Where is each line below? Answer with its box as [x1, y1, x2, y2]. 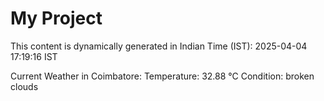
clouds [10, 80, 39, 92]
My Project [10, 7, 103, 30]
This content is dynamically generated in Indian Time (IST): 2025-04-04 [10, 40, 308, 52]
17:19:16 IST [10, 50, 58, 62]
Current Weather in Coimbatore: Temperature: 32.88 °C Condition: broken [10, 70, 315, 82]
